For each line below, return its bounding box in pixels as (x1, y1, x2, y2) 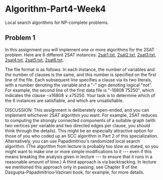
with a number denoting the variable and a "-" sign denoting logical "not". (5, 82, 152, 88)
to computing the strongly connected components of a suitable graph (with (5, 117, 156, 123)
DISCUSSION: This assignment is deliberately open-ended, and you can (5, 107, 149, 113)
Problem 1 (5, 34, 36, 42)
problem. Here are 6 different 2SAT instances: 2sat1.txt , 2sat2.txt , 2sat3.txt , (5, 52, 157, 58)
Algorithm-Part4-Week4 (5, 3, 106, 15)
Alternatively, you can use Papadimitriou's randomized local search (5, 138, 140, 144)
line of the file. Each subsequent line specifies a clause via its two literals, (5, 77, 152, 82)
